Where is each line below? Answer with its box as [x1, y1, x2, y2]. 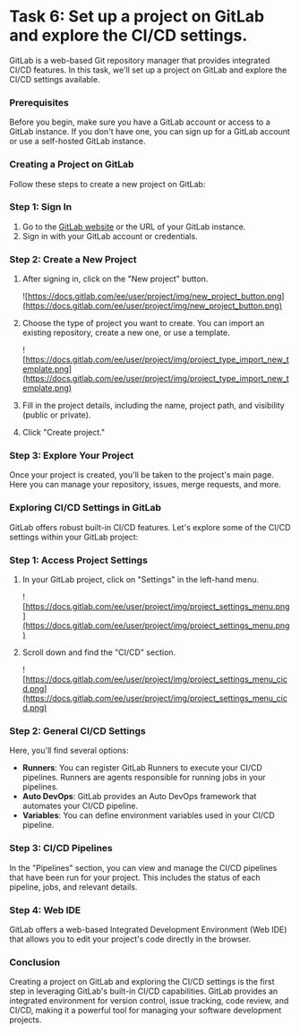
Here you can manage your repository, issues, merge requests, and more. [9, 479, 282, 490]
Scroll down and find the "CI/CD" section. [21, 647, 176, 658]
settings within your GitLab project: [9, 531, 139, 542]
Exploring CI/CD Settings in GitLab [9, 502, 162, 514]
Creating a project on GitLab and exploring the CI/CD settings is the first [9, 977, 275, 987]
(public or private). [21, 409, 91, 420]
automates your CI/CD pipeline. [21, 800, 139, 812]
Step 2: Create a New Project [9, 253, 137, 265]
